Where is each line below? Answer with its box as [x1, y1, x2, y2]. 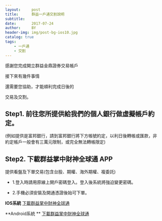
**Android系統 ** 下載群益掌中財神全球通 [5, 211, 89, 217]
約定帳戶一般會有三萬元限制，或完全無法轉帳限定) [5, 139, 106, 145]
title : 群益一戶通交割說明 [5, 12, 65, 17]
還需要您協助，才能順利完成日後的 [5, 83, 74, 89]
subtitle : [5, 16, 26, 21]
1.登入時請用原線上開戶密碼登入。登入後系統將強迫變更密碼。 [12, 179, 136, 185]
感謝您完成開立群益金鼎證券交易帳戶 [5, 63, 79, 68]
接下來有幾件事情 [5, 73, 40, 79]
